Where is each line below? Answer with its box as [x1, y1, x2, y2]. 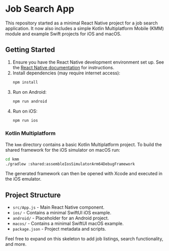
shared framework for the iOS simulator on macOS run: [5, 147, 120, 153]
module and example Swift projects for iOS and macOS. [5, 31, 122, 37]
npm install [12, 79, 38, 85]
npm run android [12, 99, 47, 104]
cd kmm [5, 156, 19, 162]
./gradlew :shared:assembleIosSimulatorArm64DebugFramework [5, 161, 136, 166]
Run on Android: [12, 89, 47, 95]
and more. [5, 241, 27, 247]
